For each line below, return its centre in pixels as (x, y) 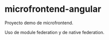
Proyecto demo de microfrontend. (39, 23)
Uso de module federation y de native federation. (54, 32)
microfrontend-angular (53, 9)
